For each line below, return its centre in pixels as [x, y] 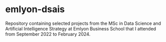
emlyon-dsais [35, 9]
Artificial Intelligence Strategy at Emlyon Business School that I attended [81, 28]
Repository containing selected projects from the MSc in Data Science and [83, 23]
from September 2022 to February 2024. [48, 34]
